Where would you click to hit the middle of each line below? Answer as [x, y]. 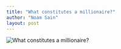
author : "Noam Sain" [33, 18]
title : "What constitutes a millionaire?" [61, 12]
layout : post [23, 23]
